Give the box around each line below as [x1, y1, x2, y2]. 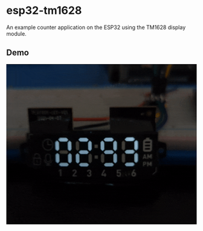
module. [6, 30, 27, 37]
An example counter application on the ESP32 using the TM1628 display [6, 24, 186, 31]
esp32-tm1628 [6, 4, 82, 18]
